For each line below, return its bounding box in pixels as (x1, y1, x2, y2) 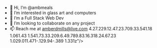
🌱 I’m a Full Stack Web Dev (9, 15, 64, 21)
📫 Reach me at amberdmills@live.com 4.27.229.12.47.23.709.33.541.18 (9, 26, 153, 31)
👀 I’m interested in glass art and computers (9, 10, 96, 16)
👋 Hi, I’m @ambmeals (9, 5, 53, 10)
